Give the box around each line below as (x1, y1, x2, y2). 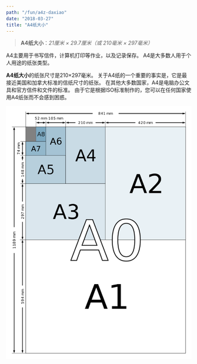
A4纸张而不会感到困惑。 (11, 94, 70, 101)
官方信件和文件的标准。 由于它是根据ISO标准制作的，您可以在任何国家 (16, 86, 186, 93)
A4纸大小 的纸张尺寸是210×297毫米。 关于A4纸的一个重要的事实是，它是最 (6, 72, 187, 79)
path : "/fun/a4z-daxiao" (6, 9, 67, 15)
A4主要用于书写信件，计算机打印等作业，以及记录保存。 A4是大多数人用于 (6, 52, 186, 59)
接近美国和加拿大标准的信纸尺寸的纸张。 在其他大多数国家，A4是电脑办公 (6, 79, 185, 86)
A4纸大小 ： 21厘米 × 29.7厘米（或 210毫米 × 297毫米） (20, 39, 153, 46)
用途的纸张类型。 (11, 59, 53, 66)
